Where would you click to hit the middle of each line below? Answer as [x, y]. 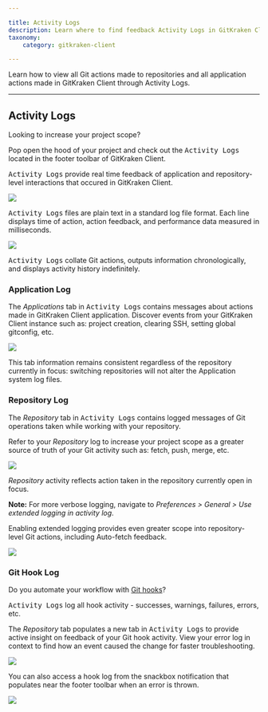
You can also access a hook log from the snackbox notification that [119, 676]
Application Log [40, 289]
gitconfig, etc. [31, 332]
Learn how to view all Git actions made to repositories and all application [127, 75]
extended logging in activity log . [61, 513]
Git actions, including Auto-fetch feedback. [96, 537]
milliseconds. [30, 230]
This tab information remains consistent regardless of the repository [120, 363]
